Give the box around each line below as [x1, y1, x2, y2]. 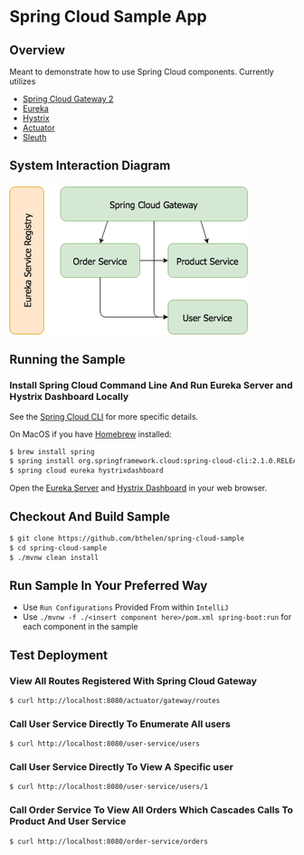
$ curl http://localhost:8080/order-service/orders [9, 837, 208, 846]
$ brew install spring [9, 447, 95, 456]
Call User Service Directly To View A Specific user [9, 761, 233, 774]
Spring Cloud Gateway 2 [22, 93, 114, 104]
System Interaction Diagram [9, 158, 171, 174]
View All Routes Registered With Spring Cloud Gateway [9, 674, 258, 687]
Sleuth [22, 132, 47, 142]
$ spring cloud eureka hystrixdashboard [9, 466, 165, 476]
